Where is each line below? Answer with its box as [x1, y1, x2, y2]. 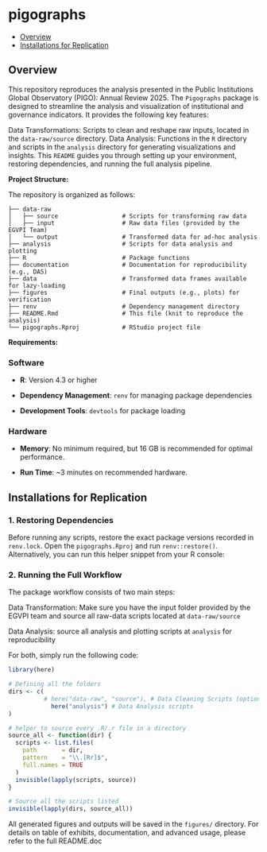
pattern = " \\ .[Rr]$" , [22, 753, 109, 762]
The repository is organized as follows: [8, 189, 136, 199]
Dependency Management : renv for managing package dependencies [19, 391, 253, 401]
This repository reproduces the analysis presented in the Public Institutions [8, 84, 254, 94]
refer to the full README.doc [8, 836, 103, 846]
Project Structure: [8, 174, 69, 184]
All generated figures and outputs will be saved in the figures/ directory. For [8, 819, 259, 829]
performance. [19, 452, 65, 462]
